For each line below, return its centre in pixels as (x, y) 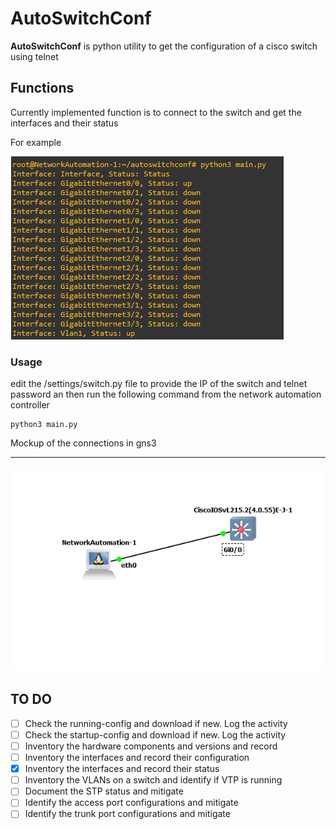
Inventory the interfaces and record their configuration (137, 758)
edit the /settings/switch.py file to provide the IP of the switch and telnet (159, 384)
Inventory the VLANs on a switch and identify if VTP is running (153, 780)
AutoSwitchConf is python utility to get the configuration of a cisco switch (164, 46)
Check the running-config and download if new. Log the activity (156, 723)
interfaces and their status (64, 123)
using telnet (34, 56)
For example (36, 142)
